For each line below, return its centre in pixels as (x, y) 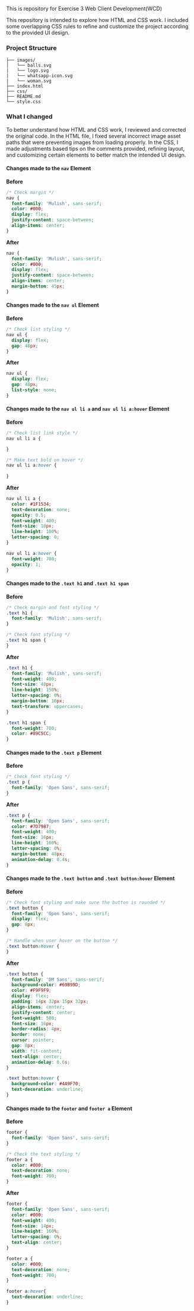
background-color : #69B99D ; (46, 985)
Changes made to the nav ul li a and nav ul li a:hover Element (88, 409)
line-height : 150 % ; (36, 690)
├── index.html (25, 86)
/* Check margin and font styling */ (53, 607)
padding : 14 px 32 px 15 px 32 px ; (50, 1001)
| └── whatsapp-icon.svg (39, 76)
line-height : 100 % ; (36, 532)
